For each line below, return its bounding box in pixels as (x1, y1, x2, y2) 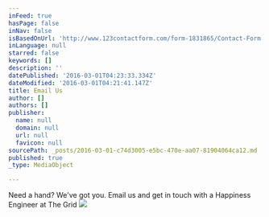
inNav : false (8, 27, 52, 35)
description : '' (8, 64, 63, 72)
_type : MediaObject (8, 162, 74, 170)
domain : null (15, 124, 60, 132)
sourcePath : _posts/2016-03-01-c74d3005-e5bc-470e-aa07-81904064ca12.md (8, 146, 258, 154)
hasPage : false (8, 19, 60, 27)
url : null (15, 131, 48, 139)
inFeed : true (8, 11, 52, 20)
